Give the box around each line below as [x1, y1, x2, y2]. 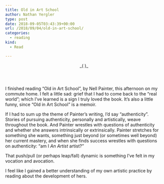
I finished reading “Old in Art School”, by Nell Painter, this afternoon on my [5, 85, 158, 91]
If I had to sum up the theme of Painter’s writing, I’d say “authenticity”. [5, 111, 149, 117]
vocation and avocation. [5, 158, 55, 164]
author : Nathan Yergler [5, 12, 55, 17]
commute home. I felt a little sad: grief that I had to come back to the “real [5, 90, 157, 96]
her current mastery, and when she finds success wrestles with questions [5, 137, 157, 143]
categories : [5, 30, 30, 35]
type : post [5, 16, 28, 21]
